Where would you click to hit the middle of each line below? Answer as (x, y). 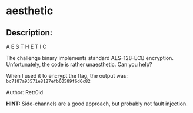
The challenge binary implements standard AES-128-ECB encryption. (90, 58)
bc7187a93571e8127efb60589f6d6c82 (49, 81)
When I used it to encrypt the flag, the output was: (67, 76)
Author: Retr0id (25, 92)
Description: (29, 33)
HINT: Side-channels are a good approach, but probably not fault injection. (97, 104)
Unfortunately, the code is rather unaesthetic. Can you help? (79, 64)
